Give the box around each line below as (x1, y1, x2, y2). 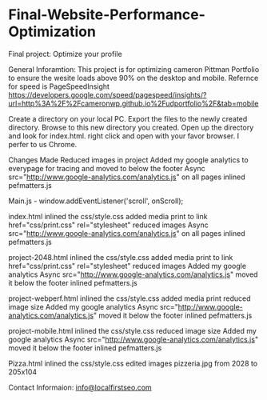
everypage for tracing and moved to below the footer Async (8, 163, 205, 173)
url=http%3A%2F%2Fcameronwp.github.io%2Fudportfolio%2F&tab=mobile (8, 98, 259, 108)
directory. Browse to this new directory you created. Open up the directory (8, 122, 254, 132)
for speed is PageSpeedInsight (8, 82, 110, 91)
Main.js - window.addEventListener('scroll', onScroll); (8, 196, 184, 206)
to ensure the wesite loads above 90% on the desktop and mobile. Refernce (8, 73, 259, 82)
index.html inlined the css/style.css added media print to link (8, 211, 208, 221)
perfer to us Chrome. (8, 139, 78, 149)
